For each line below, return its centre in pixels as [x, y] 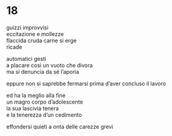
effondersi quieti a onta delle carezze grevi [60, 126]
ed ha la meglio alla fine [36, 95]
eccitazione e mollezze [35, 34]
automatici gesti [26, 59]
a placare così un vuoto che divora [50, 65]
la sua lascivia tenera [33, 108]
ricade [14, 47]
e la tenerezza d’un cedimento [44, 115]
